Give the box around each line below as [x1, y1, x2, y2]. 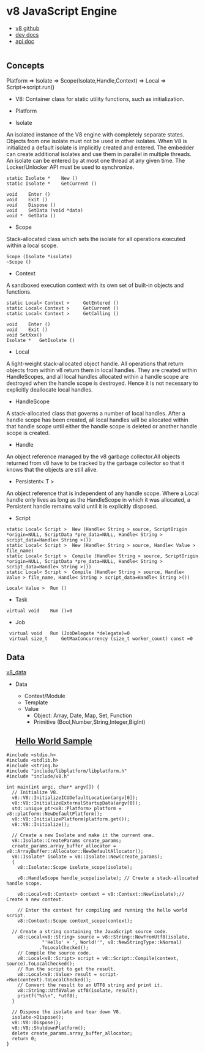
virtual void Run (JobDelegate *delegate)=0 [9, 630, 130, 636]
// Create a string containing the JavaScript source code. [12, 929, 168, 935]
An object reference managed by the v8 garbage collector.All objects [6, 453, 181, 460]
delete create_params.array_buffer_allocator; [12, 1030, 133, 1036]
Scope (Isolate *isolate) [6, 253, 72, 259]
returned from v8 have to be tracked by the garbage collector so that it [6, 459, 185, 466]
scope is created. [6, 429, 50, 436]
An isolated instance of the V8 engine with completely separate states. [6, 130, 185, 138]
